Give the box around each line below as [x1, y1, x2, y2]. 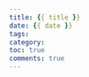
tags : [9, 29, 29, 38]
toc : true [9, 46, 46, 55]
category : [9, 37, 46, 47]
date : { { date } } [9, 21, 73, 30]
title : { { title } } [9, 12, 81, 22]
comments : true [9, 54, 65, 63]
